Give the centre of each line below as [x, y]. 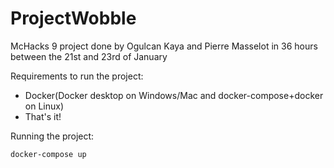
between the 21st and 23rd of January [89, 56]
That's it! [43, 116]
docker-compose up [48, 154]
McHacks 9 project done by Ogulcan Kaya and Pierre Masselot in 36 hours [164, 46]
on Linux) [44, 106]
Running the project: [52, 136]
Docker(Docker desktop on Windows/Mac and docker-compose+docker [174, 95]
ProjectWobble [73, 18]
